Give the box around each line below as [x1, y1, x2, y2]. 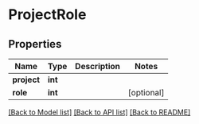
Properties [8, 37, 62, 51]
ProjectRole [8, 6, 87, 24]
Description [75, 61, 121, 72]
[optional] [127, 87, 165, 98]
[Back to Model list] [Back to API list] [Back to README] [8, 107, 191, 117]
